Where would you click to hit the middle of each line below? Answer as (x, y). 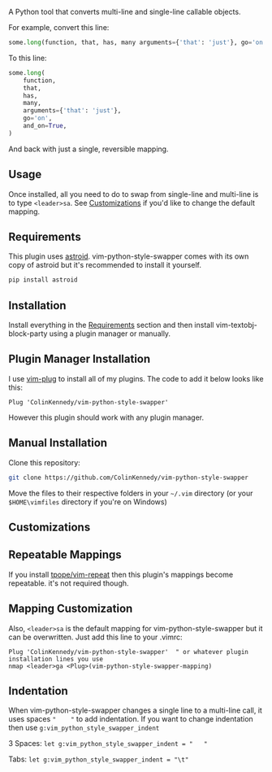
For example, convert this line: (59, 27)
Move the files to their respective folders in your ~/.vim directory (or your (131, 493)
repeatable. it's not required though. (69, 583)
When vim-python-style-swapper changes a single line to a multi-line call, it (135, 710)
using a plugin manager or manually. (110, 334)
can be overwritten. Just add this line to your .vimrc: (95, 637)
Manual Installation (58, 443)
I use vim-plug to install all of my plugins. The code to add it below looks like (136, 378)
